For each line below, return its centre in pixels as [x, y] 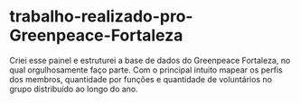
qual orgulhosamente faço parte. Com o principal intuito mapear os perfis [146, 70]
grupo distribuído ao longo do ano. [74, 89]
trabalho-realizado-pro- [101, 17]
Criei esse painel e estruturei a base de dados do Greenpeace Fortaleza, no [150, 60]
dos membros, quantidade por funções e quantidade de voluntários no [141, 79]
